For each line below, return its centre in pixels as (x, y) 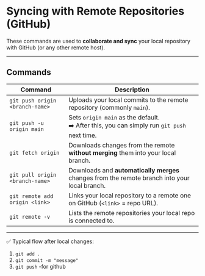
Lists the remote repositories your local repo (131, 213)
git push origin (33, 101)
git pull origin (33, 175)
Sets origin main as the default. (114, 117)
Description (132, 90)
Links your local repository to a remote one (129, 195)
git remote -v (30, 217)
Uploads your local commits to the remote (128, 100)
